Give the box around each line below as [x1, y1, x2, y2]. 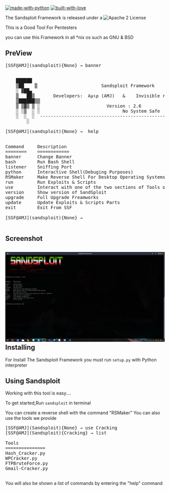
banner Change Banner [5, 154, 72, 159]
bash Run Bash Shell [5, 159, 75, 165]
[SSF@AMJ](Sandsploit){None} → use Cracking [5, 425, 118, 431]
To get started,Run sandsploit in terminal [5, 400, 91, 406]
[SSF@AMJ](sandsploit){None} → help [5, 128, 99, 134]
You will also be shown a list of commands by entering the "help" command [5, 480, 163, 486]
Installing [5, 343, 35, 352]
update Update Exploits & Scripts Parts [5, 200, 120, 205]
